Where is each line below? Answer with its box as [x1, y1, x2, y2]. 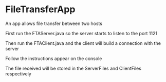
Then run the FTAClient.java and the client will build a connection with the [5, 40, 161, 46]
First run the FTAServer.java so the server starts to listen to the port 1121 [5, 30, 158, 36]
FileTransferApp [5, 4, 76, 15]
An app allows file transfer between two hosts [5, 20, 103, 26]
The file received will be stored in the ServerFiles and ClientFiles [5, 65, 141, 71]
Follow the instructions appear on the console [5, 55, 102, 62]
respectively [5, 70, 32, 77]
